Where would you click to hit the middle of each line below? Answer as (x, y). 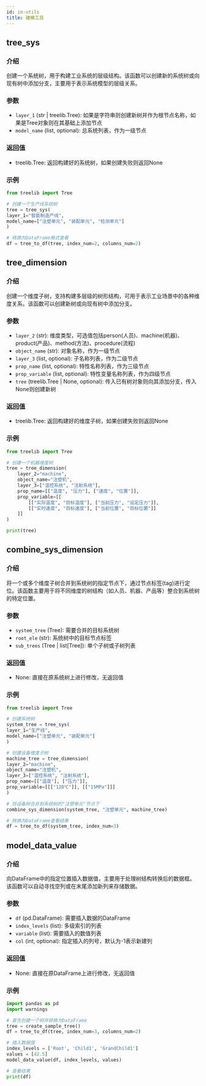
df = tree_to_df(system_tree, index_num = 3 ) (63, 826)
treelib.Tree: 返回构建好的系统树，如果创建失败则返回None (89, 163)
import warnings (27, 1009)
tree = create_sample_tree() (44, 1026)
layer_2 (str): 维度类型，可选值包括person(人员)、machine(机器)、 (99, 335)
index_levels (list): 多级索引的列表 (59, 926)
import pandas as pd (33, 1003)
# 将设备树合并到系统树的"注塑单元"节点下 (53, 804)
